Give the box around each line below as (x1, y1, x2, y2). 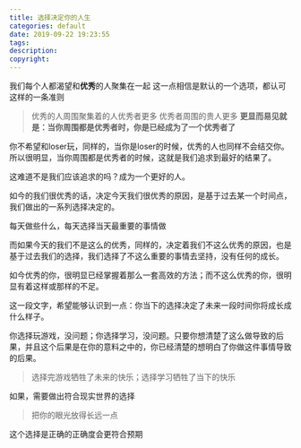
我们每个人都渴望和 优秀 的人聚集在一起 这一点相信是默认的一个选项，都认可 (9, 81, 287, 90)
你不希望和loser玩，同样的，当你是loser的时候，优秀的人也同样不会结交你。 (9, 141, 289, 151)
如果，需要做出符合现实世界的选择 (9, 391, 135, 401)
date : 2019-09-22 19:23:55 (9, 30, 110, 39)
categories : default (9, 22, 87, 30)
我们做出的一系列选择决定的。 (9, 202, 119, 211)
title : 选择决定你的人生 (9, 13, 91, 22)
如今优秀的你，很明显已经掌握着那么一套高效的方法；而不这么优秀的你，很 (9, 270, 284, 280)
